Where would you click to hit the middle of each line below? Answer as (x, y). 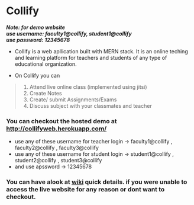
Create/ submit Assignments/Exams (73, 100)
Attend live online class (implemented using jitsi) (88, 87)
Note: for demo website (36, 27)
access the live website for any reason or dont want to (85, 190)
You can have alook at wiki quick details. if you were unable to (97, 182)
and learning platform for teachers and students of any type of (91, 57)
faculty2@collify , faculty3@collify (56, 148)
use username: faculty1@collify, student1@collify (69, 33)
